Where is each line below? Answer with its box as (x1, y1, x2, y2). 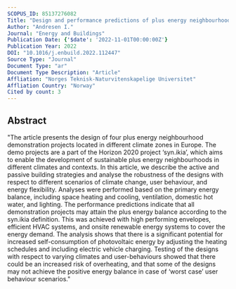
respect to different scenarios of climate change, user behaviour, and (7, 177, 208, 186)
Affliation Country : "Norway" (7, 82, 96, 89)
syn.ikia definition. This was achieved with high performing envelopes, (7, 215, 211, 223)
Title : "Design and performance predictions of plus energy (7, 17, 188, 24)
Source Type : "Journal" (7, 56, 77, 63)
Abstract (7, 114, 47, 126)
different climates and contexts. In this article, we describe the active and (7, 163, 220, 171)
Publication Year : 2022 (7, 43, 77, 50)
